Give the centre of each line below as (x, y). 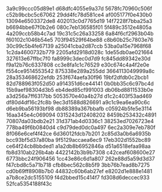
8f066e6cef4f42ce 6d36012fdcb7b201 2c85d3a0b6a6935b (79, 134)
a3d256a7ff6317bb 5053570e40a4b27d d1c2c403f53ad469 (79, 96)
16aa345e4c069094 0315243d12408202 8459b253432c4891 (81, 115)
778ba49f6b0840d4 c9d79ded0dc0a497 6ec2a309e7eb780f (81, 127)
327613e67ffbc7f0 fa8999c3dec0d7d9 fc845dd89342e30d (78, 59)
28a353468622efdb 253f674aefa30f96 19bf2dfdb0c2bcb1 (77, 77)
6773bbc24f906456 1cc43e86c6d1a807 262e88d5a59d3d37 (81, 159)
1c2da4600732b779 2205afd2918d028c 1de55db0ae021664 (80, 52)
